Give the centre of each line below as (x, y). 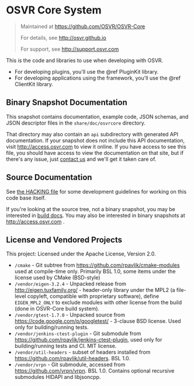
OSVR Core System (54, 10)
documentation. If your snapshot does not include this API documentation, (96, 140)
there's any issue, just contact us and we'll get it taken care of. (81, 159)
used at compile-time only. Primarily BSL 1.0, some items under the (95, 271)
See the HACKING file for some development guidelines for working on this (96, 191)
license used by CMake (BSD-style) (57, 278)
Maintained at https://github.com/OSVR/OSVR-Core (83, 26)
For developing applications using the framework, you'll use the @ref (98, 78)
